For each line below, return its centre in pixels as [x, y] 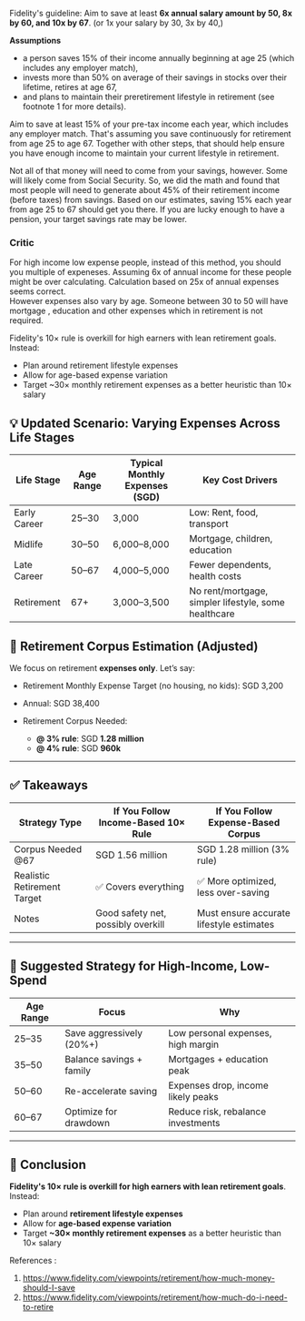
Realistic [32, 875]
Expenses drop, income [218, 1085]
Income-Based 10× [142, 822]
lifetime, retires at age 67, [70, 87]
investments [194, 1123]
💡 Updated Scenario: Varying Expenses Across [145, 423]
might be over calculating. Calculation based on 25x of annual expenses [144, 282]
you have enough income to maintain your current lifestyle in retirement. [144, 153]
